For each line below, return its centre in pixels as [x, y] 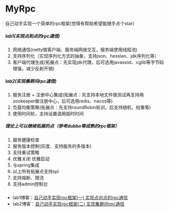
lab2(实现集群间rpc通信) [31, 81]
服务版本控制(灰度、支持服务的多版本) [52, 146]
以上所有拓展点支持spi [36, 171]
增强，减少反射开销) [33, 68]
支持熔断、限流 [28, 178]
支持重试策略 [26, 152]
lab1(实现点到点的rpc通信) [33, 36]
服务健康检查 [26, 140]
